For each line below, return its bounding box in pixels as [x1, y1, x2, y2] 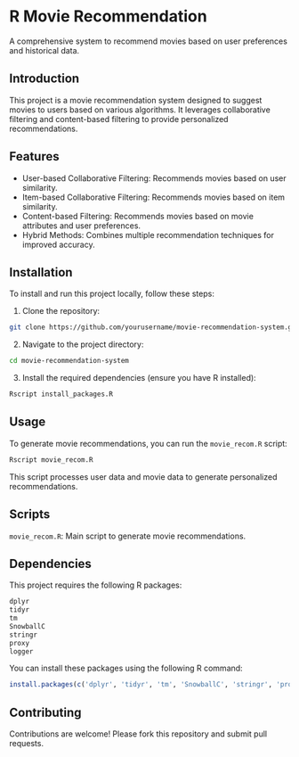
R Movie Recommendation [9, 6, 207, 27]
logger [9, 646, 34, 656]
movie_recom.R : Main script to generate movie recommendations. [9, 531, 246, 541]
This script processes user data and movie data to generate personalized [9, 471, 278, 482]
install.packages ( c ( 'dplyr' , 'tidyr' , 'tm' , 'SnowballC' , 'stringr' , [9, 680, 273, 689]
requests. [9, 738, 44, 749]
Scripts [9, 506, 51, 522]
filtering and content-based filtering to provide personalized [9, 113, 229, 124]
